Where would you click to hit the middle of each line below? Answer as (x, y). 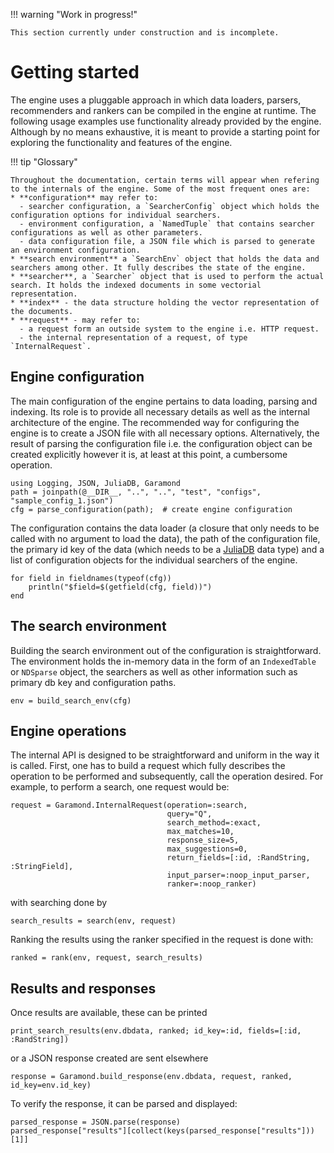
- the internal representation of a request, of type (133, 337)
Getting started (75, 72)
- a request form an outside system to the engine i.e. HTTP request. (169, 329)
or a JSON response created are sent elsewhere (109, 1058)
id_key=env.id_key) (51, 1085)
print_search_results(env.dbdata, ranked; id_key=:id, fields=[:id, (156, 1031)
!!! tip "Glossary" (44, 161)
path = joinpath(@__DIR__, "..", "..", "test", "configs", (136, 492)
